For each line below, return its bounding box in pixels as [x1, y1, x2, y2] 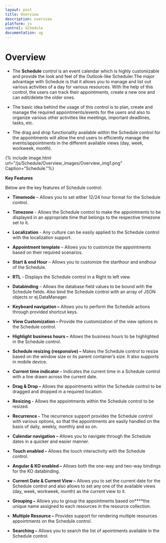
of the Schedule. [12, 264, 47, 270]
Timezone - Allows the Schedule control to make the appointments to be [12, 209, 161, 215]
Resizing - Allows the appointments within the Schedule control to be [12, 398, 154, 404]
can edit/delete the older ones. [12, 94, 75, 100]
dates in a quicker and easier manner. [12, 438, 89, 444]
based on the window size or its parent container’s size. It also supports [12, 353, 159, 360]
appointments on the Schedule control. [12, 518, 92, 524]
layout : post [5, 7, 32, 12]
